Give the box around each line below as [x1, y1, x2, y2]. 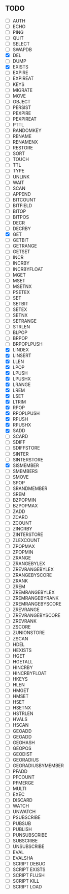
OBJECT [12, 98, 31, 104]
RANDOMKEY [12, 127, 42, 133]
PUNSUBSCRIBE [12, 832, 47, 838]
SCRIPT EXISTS [12, 866, 46, 873]
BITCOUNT [12, 196, 37, 203]
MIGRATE [12, 87, 33, 93]
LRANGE [12, 381, 31, 388]
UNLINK [12, 173, 30, 180]
